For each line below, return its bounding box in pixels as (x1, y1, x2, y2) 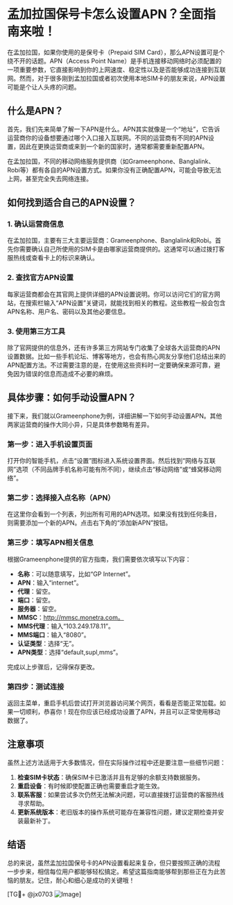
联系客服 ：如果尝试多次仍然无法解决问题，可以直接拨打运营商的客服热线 (17, 790, 224, 799)
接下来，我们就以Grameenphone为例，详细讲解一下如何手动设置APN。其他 (7, 411, 223, 420)
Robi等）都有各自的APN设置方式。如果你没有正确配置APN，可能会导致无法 (7, 165, 222, 174)
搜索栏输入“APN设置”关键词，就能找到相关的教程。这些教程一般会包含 (25, 298, 226, 307)
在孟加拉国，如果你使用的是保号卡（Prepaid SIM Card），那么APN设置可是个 (7, 48, 225, 56)
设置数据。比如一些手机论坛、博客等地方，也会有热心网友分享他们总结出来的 (7, 352, 226, 361)
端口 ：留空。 (17, 596, 54, 604)
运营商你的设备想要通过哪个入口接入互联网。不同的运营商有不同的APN (7, 133, 209, 142)
